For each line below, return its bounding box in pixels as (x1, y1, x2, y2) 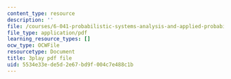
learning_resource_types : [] (7, 36, 91, 43)
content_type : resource (7, 10, 76, 17)
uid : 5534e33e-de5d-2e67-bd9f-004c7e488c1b (7, 61, 134, 68)
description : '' (7, 16, 54, 23)
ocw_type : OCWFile (7, 42, 60, 49)
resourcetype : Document (7, 49, 76, 56)
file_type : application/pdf (7, 29, 88, 36)
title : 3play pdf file (7, 55, 72, 62)
